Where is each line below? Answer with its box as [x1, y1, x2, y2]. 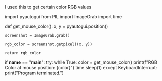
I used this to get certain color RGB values [5, 4, 92, 10]
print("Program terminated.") [5, 70, 64, 76]
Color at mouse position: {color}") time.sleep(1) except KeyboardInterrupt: [5, 65, 157, 70]
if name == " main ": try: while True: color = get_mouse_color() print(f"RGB [5, 59, 157, 65]
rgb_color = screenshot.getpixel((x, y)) [5, 42, 93, 47]
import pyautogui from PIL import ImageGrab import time [5, 14, 122, 19]
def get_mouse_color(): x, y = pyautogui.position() [5, 23, 108, 29]
